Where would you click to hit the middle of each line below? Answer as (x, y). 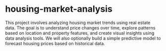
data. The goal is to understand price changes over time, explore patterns (80, 27)
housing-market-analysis (59, 9)
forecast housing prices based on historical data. (55, 43)
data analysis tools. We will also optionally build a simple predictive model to (83, 38)
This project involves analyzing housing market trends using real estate (78, 23)
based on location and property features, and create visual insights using (80, 33)
